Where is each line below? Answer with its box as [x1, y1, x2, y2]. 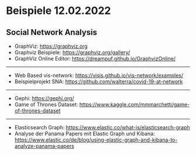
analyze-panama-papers [14, 143, 75, 149]
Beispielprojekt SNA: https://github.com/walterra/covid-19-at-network [14, 78, 183, 85]
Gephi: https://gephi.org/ [14, 95, 75, 101]
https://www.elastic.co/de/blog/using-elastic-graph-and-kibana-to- [14, 136, 178, 143]
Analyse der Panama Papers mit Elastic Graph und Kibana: [14, 130, 155, 137]
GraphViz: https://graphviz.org [14, 43, 88, 50]
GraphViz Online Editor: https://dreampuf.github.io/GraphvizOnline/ [14, 55, 176, 62]
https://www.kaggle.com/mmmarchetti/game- [79, 101, 190, 108]
